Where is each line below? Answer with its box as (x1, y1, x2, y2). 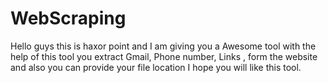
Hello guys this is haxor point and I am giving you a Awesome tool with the (10, 40, 317, 52)
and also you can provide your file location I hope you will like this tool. (10, 61, 302, 73)
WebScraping (10, 7, 127, 30)
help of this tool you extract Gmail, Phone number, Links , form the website (10, 50, 318, 62)
